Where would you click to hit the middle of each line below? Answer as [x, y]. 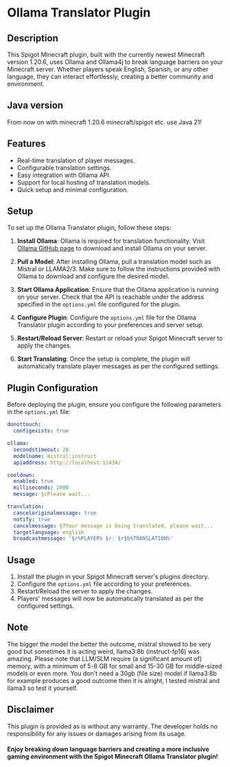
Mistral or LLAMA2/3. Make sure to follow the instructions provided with [119, 269]
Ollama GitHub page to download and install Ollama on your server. [112, 249]
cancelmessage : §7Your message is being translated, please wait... [113, 526]
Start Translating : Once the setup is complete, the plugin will [103, 359]
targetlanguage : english [49, 532]
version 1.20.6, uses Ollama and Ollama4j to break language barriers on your [115, 62]
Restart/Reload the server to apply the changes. [85, 591]
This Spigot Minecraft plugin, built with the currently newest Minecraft [106, 54]
